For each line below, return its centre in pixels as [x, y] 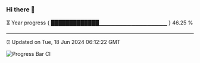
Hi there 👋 [21, 10]
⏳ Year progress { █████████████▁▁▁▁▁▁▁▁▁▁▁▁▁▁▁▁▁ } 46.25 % [100, 23]
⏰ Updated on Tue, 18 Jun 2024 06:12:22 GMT [63, 42]
